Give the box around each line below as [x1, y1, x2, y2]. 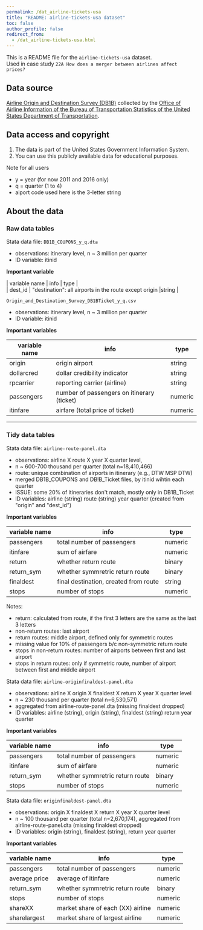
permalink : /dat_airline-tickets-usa [6, 8, 101, 15]
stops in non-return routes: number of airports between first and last [14, 647, 186, 654]
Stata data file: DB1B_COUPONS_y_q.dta [6, 238, 98, 246]
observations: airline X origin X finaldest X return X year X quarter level [14, 689, 192, 696]
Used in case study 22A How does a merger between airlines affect [6, 60, 178, 67]
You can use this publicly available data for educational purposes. [14, 152, 179, 160]
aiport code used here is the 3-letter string [14, 189, 121, 196]
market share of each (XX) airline [57, 903, 151, 912]
